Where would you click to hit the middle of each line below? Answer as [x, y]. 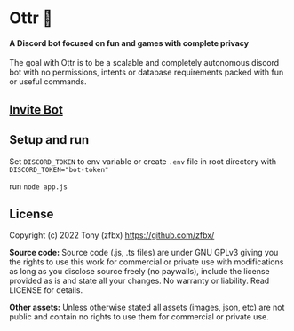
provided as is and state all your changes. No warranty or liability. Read [139, 281]
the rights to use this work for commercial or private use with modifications [147, 262]
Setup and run [49, 140]
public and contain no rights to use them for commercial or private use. [139, 317]
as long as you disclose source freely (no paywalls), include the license [140, 272]
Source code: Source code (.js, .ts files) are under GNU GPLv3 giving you [144, 253]
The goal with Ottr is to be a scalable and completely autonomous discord [144, 63]
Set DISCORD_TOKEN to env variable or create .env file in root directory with [143, 161]
